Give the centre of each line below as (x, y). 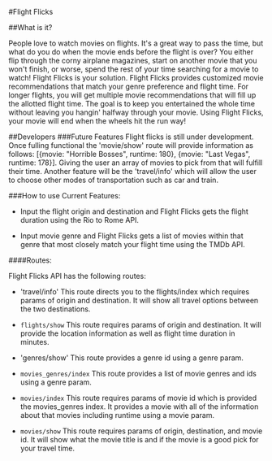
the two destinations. (55, 309)
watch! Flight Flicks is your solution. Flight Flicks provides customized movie (136, 78)
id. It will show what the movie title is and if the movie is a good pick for (139, 439)
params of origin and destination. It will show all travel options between (139, 300)
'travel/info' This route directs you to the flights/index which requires (135, 291)
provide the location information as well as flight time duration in (127, 333)
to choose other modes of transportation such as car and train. (114, 180)
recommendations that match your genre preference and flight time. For (129, 86)
